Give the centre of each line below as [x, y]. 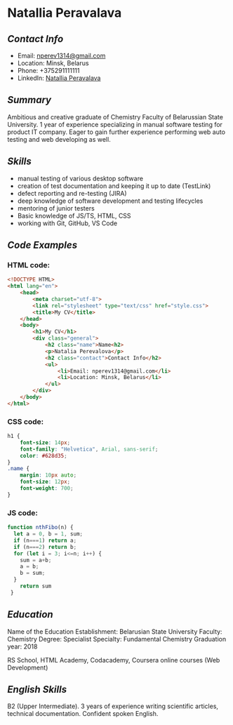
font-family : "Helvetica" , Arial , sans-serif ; [89, 449]
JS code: [23, 512]
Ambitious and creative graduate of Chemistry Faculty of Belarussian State [115, 117]
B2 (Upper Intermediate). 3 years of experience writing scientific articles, [113, 706]
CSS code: [26, 421]
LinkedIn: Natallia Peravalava [59, 78]
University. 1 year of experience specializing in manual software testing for [115, 124]
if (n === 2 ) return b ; [45, 547]
